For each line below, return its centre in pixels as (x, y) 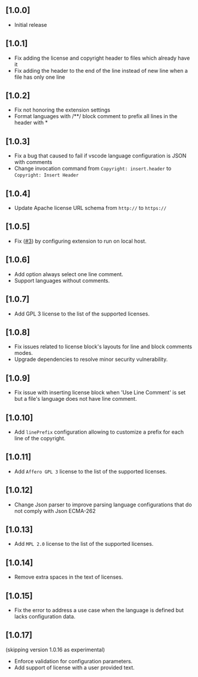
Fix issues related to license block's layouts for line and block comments (103, 347)
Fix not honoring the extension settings (62, 110)
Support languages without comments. (62, 280)
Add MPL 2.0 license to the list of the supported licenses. (84, 544)
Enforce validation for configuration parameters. (73, 661)
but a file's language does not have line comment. (75, 399)
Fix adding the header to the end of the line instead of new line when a (101, 70)
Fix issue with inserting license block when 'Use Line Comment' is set (100, 392)
